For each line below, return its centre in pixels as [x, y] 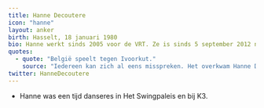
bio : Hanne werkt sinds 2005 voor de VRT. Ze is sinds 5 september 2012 [130, 45]
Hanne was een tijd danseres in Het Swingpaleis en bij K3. [114, 95]
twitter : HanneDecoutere [49, 74]
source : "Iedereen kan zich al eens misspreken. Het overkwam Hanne [137, 67]
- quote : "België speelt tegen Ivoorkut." [86, 59]
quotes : [21, 52]
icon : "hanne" [31, 23]
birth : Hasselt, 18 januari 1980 [63, 37]
